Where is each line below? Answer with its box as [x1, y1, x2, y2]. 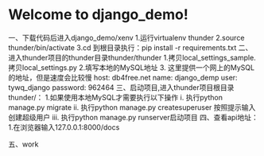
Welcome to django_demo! [8, 6, 188, 24]
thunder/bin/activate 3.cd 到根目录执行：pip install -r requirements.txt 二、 [8, 42, 253, 53]
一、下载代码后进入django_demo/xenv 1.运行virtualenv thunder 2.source [8, 33, 245, 42]
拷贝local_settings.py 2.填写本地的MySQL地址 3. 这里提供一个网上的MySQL [8, 62, 255, 72]
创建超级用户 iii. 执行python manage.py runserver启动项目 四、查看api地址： [8, 112, 258, 122]
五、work [8, 139, 39, 149]
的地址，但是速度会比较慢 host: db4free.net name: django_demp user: [8, 72, 238, 82]
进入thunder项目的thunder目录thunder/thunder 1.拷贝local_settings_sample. [8, 53, 256, 62]
